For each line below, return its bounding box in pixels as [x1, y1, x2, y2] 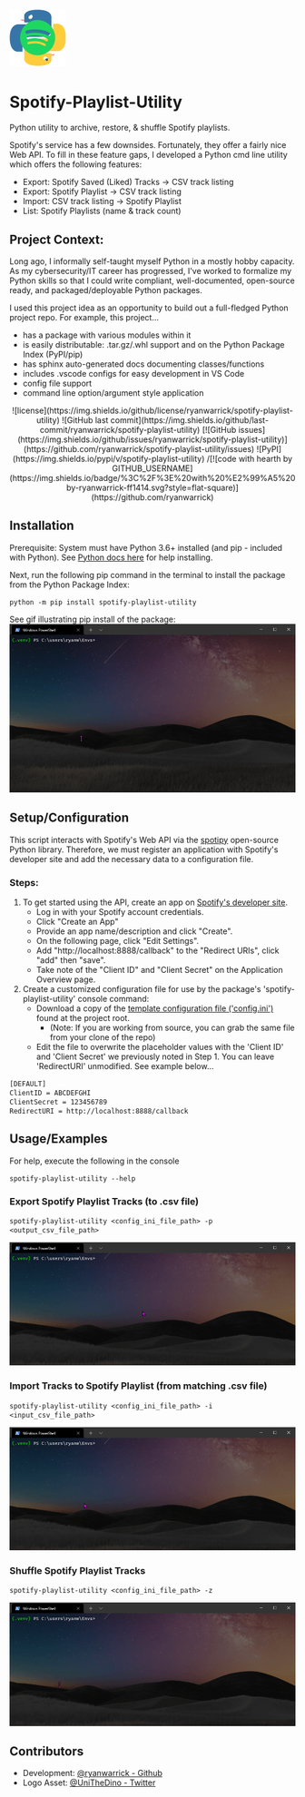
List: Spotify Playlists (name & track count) [22, 205, 182, 217]
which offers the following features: [9, 159, 143, 170]
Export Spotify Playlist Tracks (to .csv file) [9, 1194, 200, 1207]
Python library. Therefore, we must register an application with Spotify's [9, 844, 279, 855]
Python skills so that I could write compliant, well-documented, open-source [9, 275, 295, 286]
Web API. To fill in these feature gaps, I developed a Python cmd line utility [9, 150, 288, 161]
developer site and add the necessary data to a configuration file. [9, 853, 254, 864]
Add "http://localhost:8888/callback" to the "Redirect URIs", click [35, 945, 280, 957]
